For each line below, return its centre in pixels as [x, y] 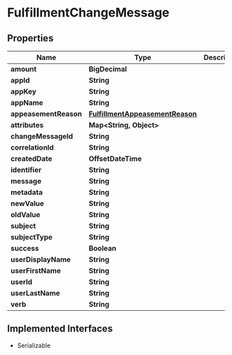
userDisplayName [41, 260]
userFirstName [36, 271]
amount [23, 69]
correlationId [32, 148]
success [25, 248]
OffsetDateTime [115, 159]
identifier [26, 170]
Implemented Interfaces [60, 329]
